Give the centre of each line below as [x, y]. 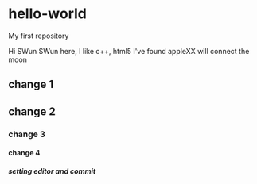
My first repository [39, 36]
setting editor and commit [52, 171]
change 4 [24, 153]
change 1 [31, 84]
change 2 [32, 111]
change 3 [27, 134]
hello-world [48, 14]
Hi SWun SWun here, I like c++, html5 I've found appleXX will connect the [129, 51]
